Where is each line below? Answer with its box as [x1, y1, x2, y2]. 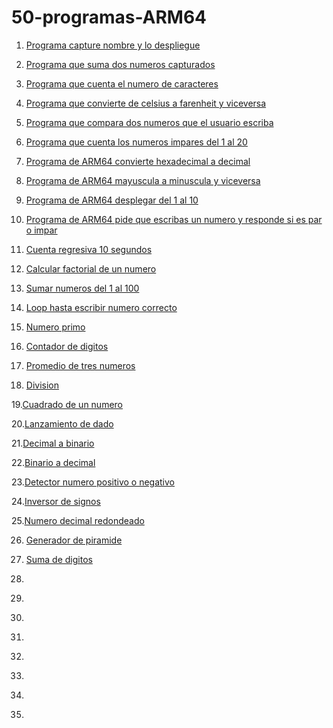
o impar [25, 224, 58, 236]
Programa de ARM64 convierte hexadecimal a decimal [25, 155, 251, 167]
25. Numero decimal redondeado [11, 514, 145, 526]
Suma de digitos [25, 553, 93, 565]
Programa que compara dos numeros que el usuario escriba [25, 116, 274, 128]
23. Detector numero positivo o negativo [11, 476, 175, 488]
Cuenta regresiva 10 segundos [25, 243, 153, 255]
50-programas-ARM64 [11, 6, 208, 29]
